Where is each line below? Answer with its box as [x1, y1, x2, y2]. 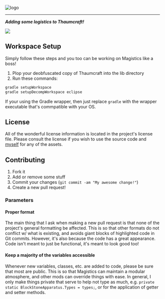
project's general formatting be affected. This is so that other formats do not [5, 225, 160, 231]
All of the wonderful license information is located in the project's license [5, 131, 153, 137]
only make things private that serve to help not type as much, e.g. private [5, 279, 155, 285]
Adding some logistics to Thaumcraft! [5, 19, 84, 25]
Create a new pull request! [12, 185, 66, 191]
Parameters [5, 197, 33, 204]
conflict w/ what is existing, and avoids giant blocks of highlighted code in [5, 231, 155, 236]
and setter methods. [5, 289, 46, 295]
